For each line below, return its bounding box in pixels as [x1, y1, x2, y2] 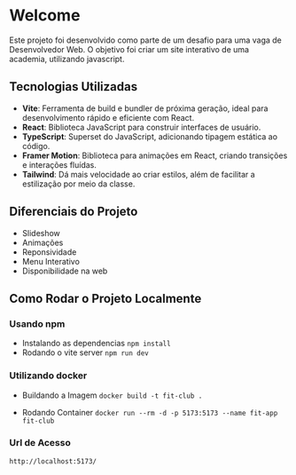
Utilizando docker [9, 369, 88, 382]
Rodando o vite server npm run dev [21, 347, 149, 358]
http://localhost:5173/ [9, 456, 97, 466]
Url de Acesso [9, 437, 71, 449]
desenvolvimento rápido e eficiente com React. [21, 112, 195, 123]
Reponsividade [21, 246, 77, 257]
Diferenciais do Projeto [9, 204, 138, 219]
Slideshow [21, 227, 60, 238]
